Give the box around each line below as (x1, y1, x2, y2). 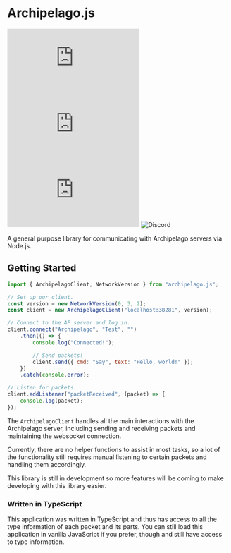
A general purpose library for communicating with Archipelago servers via (7, 234, 223, 243)
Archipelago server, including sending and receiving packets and (7, 424, 196, 432)
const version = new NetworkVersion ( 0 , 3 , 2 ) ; (7, 300, 146, 308)
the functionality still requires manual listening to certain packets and (7, 453, 207, 461)
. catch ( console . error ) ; (20, 372, 90, 379)
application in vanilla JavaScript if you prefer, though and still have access (7, 530, 223, 539)
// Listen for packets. (7, 384, 77, 391)
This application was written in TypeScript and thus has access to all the (7, 515, 217, 523)
